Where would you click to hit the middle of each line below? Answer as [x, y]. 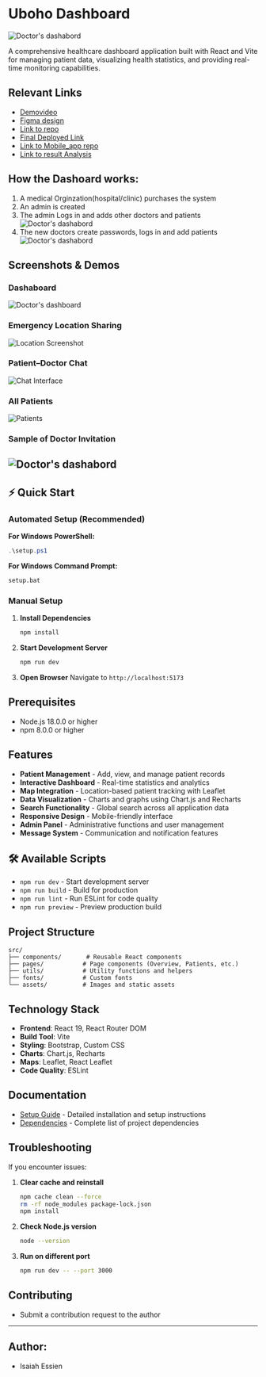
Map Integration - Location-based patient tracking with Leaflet [122, 790]
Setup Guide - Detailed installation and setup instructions [113, 1114]
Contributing [40, 1296]
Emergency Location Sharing [65, 326]
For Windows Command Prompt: [63, 566]
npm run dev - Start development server [84, 882]
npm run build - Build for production [79, 890]
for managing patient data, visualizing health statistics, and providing [121, 59]
